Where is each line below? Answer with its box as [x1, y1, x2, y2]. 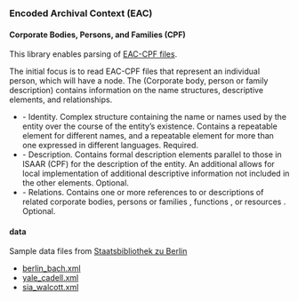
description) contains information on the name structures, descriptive [9, 85, 264, 96]
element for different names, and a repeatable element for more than [21, 131, 274, 141]
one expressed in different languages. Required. [21, 140, 198, 151]
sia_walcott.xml [21, 282, 79, 293]
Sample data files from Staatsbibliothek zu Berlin [9, 246, 188, 257]
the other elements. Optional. [21, 178, 129, 188]
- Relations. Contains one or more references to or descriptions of [21, 187, 264, 198]
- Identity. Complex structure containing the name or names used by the [21, 112, 287, 123]
